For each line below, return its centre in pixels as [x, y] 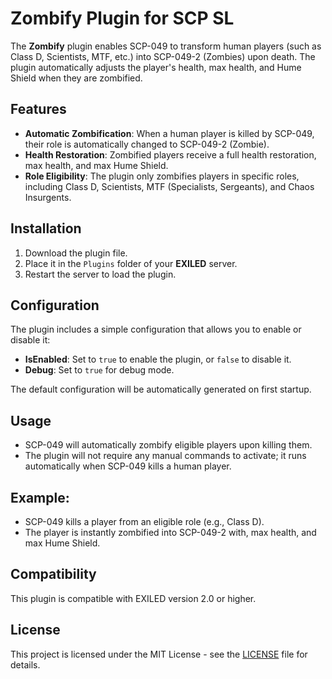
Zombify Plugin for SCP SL [122, 18]
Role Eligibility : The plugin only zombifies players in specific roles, [162, 176]
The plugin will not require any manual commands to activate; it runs [165, 456]
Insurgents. [48, 197]
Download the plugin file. [76, 253]
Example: [40, 497]
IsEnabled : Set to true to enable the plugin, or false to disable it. [158, 359]
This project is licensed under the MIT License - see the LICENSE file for [159, 654]
